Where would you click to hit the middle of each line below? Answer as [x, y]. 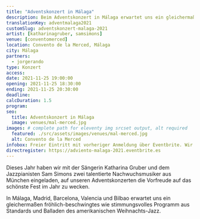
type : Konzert [24, 67]
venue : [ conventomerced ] [37, 39]
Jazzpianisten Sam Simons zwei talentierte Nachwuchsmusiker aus [89, 174]
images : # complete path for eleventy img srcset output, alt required [97, 128]
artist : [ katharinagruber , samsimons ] [54, 34]
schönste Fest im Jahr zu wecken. [48, 186]
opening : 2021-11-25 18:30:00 [44, 84]
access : [16, 73]
